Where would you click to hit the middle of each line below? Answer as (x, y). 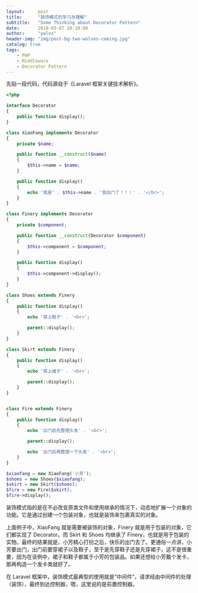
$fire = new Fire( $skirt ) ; (39, 490)
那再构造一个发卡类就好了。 (40, 564)
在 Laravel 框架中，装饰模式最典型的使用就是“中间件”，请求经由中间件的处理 (99, 576)
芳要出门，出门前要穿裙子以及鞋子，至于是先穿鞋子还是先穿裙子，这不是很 (96, 549)
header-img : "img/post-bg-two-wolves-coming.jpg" (68, 39)
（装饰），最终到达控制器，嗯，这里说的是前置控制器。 (72, 584)
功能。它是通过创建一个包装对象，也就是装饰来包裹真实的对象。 (83, 515)
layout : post (27, 11)
